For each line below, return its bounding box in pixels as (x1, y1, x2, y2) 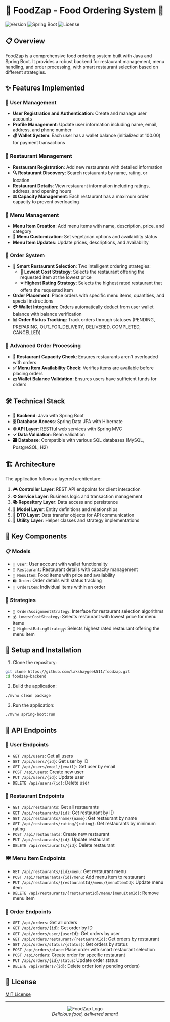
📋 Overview (5, 37, 46, 45)
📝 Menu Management (5, 211, 59, 218)
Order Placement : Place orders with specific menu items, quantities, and (12, 292, 165, 299)
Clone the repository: (12, 659, 57, 666)
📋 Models (5, 548, 31, 555)
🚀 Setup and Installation (5, 646, 82, 654)
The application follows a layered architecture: (5, 476, 102, 482)
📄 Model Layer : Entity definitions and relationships (12, 506, 118, 513)
